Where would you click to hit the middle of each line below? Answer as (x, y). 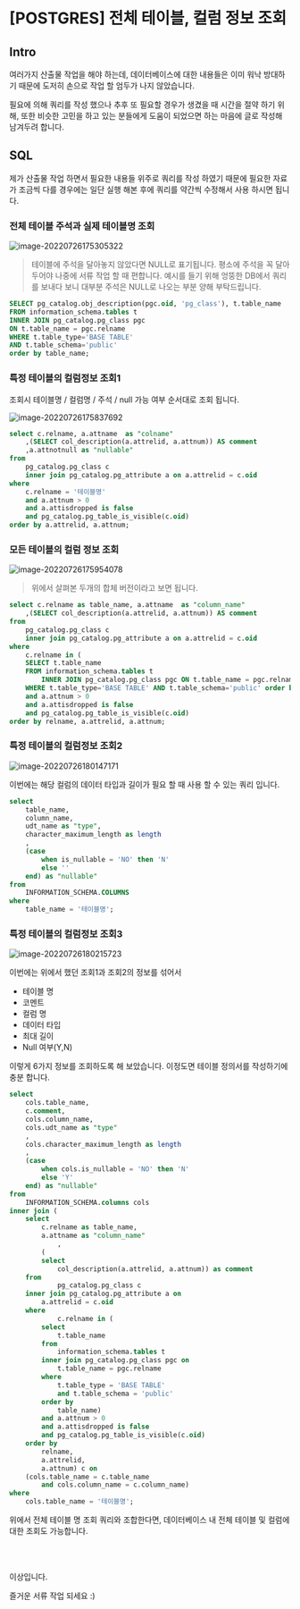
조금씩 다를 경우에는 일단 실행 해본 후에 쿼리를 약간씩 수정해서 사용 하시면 (146, 190)
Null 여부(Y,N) (47, 1048)
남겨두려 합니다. (37, 127)
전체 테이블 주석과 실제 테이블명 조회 (82, 226)
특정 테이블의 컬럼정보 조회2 (66, 746)
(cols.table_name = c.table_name (87, 1477)
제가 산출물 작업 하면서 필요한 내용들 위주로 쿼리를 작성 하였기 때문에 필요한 (140, 178)
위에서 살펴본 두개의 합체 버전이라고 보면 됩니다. (114, 588)
